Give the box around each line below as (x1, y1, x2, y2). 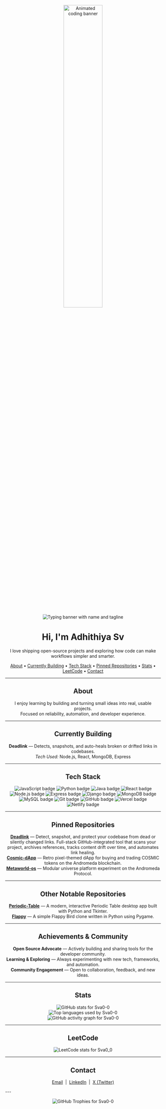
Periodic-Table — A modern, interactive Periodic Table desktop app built (9, 903, 157, 908)
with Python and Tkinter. (58, 908, 108, 914)
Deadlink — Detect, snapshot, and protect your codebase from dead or (10, 834, 156, 840)
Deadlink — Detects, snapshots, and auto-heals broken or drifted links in (9, 743, 157, 749)
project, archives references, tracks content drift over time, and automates (7, 844, 159, 850)
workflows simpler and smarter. (51, 653, 115, 659)
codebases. (71, 748, 95, 754)
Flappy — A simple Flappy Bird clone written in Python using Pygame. (11, 913, 154, 919)
